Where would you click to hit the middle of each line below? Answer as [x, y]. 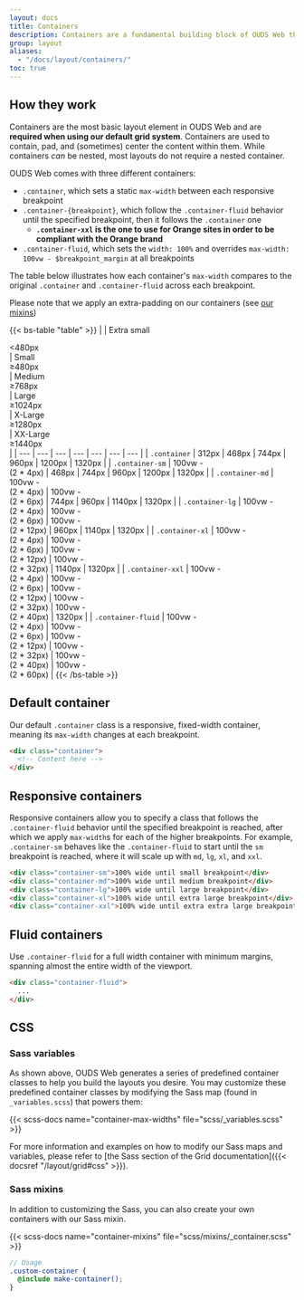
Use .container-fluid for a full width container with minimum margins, [141, 957]
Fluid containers [56, 935]
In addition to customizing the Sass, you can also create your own [132, 1209]
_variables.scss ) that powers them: [76, 1102]
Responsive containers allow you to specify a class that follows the [134, 817]
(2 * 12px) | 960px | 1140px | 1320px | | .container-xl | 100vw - [128, 530]
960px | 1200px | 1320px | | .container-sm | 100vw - [106, 463]
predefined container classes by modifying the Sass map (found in [133, 1093]
